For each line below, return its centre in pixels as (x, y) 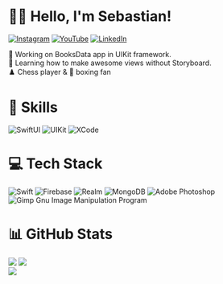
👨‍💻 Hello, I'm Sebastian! (90, 16)
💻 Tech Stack (56, 164)
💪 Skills (33, 107)
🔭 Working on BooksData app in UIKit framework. (90, 54)
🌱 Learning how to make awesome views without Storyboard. (110, 63)
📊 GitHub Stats (61, 234)
